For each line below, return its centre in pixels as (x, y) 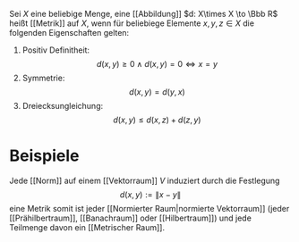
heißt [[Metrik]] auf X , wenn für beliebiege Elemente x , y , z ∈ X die (132, 23)
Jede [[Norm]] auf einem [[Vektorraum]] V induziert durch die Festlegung (145, 180)
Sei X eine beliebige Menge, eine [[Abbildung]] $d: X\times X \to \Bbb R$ (144, 14)
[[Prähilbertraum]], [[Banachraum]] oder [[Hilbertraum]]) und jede (131, 218)
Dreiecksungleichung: (63, 106)
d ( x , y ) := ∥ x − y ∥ (150, 194)
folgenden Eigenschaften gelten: (69, 33)
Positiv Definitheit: (56, 50)
